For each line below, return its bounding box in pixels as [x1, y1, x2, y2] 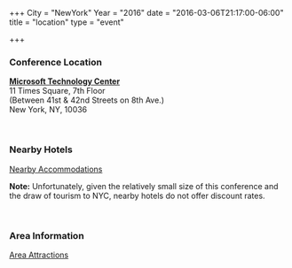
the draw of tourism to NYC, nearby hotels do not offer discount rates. [9, 190, 265, 201]
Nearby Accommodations [9, 164, 103, 174]
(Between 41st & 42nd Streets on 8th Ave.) [9, 95, 165, 105]
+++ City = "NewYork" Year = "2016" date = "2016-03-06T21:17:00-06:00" [9, 8, 284, 18]
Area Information [9, 229, 84, 241]
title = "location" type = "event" [9, 17, 124, 27]
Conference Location [9, 56, 102, 68]
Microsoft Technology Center [9, 76, 121, 87]
